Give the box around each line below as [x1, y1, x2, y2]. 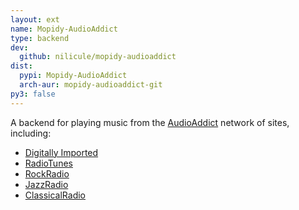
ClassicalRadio [24, 189, 86, 201]
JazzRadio [24, 178, 69, 190]
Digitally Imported [24, 146, 99, 158]
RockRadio [24, 167, 70, 180]
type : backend [10, 33, 70, 43]
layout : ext [10, 14, 60, 25]
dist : [10, 61, 33, 71]
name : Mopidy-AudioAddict [10, 24, 118, 34]
